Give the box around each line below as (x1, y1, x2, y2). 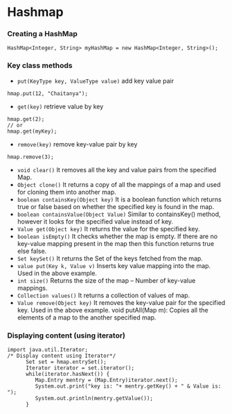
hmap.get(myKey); (7, 128, 57, 135)
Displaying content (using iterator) (7, 331, 126, 340)
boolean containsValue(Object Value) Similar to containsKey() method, (17, 210, 221, 218)
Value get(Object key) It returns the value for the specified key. (17, 224, 200, 233)
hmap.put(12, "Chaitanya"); (7, 90, 89, 97)
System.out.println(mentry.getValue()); (35, 395, 154, 402)
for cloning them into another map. (17, 188, 116, 196)
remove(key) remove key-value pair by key (17, 140, 138, 148)
